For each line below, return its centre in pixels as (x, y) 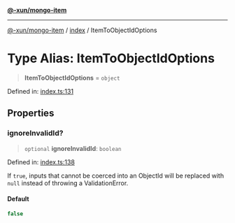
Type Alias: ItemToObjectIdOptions (111, 58)
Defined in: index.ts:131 (41, 91)
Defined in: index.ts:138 (41, 162)
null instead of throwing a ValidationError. (68, 183)
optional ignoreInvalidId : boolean (73, 148)
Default (18, 199)
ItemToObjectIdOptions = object (72, 78)
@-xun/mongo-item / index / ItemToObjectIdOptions (82, 30)
